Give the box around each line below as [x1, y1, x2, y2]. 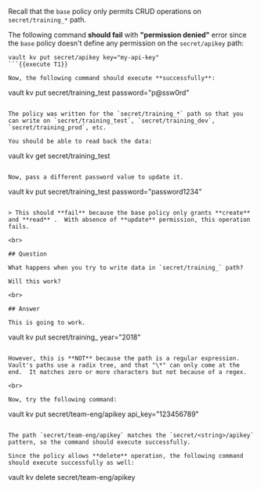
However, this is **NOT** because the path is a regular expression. [8, 354, 241, 362]
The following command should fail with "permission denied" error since [8, 31, 247, 39]
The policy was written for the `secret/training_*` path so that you [8, 110, 244, 118]
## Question [8, 250, 47, 258]
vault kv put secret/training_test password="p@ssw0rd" [8, 88, 190, 97]
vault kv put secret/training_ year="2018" [8, 332, 141, 342]
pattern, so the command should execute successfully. [8, 438, 191, 446]
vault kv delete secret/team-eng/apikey [8, 473, 136, 481]
